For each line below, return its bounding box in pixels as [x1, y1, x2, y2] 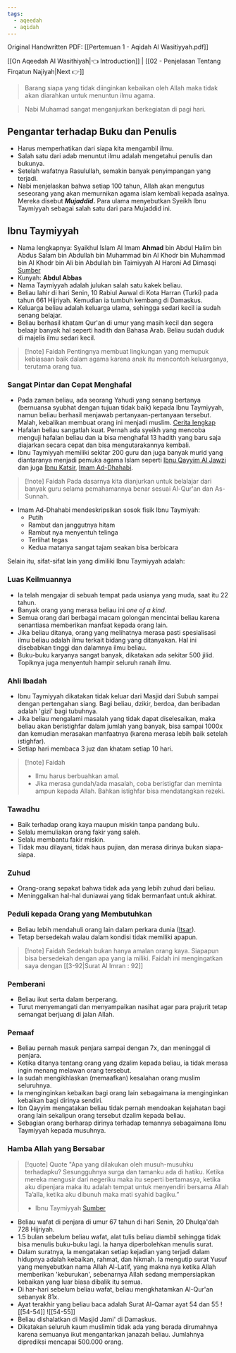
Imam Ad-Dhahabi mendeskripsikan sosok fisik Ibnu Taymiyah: [17, 506, 201, 514]
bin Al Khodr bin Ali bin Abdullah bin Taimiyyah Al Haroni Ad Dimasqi [17, 258, 216, 267]
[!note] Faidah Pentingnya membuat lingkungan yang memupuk [24, 347, 209, 355]
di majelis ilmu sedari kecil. [17, 333, 96, 342]
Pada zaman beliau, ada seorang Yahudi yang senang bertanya [17, 396, 201, 405]
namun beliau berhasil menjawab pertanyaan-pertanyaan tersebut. [17, 411, 211, 419]
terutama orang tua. [24, 362, 82, 371]
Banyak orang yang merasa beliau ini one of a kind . [17, 605, 167, 614]
